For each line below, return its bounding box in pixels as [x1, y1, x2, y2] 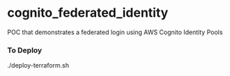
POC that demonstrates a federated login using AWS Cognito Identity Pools [7, 28, 223, 36]
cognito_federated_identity [7, 5, 169, 21]
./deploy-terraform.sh [7, 61, 70, 70]
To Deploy [7, 45, 43, 55]
